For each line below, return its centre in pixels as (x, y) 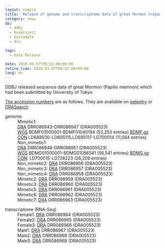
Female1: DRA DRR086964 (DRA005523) (59, 215)
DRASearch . (17, 107)
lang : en (14, 73)
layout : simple (21, 10)
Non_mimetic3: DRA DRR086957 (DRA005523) (65, 169)
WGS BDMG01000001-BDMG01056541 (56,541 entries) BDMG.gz (83, 153)
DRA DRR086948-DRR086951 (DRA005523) (62, 148)
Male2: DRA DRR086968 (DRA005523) (57, 236)
